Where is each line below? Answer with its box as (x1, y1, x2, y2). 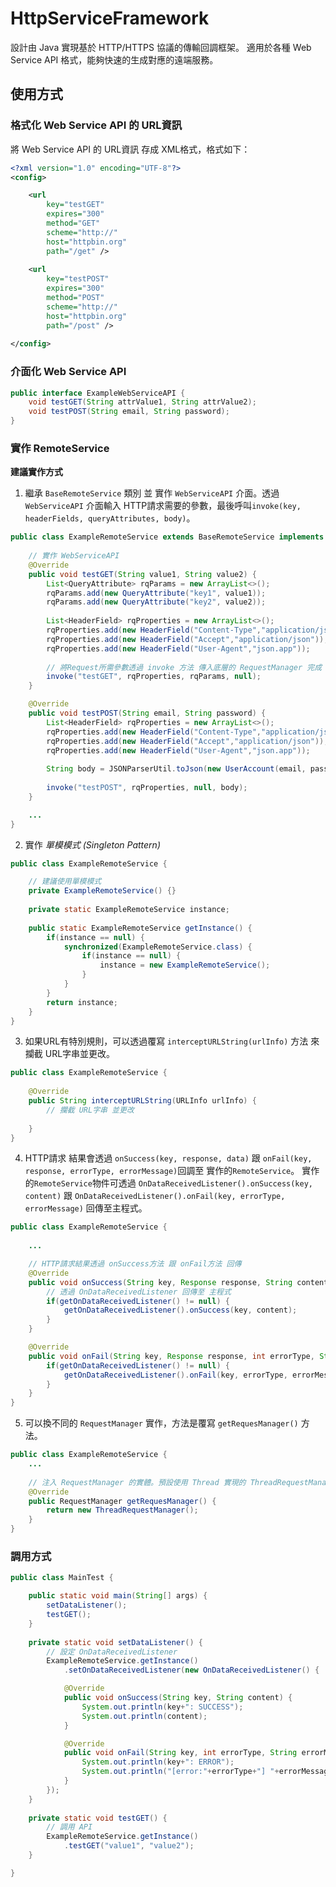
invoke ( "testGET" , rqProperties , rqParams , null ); (46, 672, 262, 682)
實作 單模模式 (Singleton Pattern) (24, 838, 161, 851)
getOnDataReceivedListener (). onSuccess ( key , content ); (63, 1305, 298, 1316)
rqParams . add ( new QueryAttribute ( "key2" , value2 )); (46, 597, 267, 607)
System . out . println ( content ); (81, 1711, 208, 1721)
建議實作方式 (10, 466, 63, 478)
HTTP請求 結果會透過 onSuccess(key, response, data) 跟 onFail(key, (24, 1152, 313, 1164)
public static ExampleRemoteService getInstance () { (28, 923, 253, 933)
